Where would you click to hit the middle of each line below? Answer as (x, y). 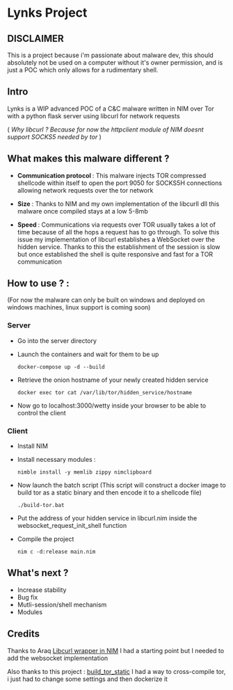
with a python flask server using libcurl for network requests (94, 115)
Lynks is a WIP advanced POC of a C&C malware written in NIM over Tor (111, 109)
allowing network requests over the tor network (85, 190)
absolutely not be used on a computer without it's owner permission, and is (115, 63)
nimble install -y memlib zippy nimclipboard (84, 472)
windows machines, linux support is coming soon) (79, 307)
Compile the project (46, 539)
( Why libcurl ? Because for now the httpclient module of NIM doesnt (105, 129)
